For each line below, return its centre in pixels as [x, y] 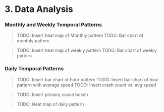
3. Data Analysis [39, 9]
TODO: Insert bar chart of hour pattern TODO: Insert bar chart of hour [88, 79]
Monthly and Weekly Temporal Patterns [53, 25]
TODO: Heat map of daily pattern [50, 104]
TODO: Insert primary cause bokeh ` [54, 94]
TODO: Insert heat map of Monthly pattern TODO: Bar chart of [80, 35]
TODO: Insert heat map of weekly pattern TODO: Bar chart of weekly [87, 50]
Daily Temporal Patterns [34, 69]
